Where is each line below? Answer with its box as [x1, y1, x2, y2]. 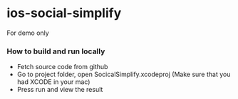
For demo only [6, 28, 49, 37]
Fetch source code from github [16, 63, 108, 71]
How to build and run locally [6, 46, 105, 56]
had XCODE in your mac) [16, 78, 90, 86]
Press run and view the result [16, 85, 103, 94]
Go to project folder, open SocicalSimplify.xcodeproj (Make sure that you [16, 70, 231, 79]
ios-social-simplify [6, 5, 122, 21]
